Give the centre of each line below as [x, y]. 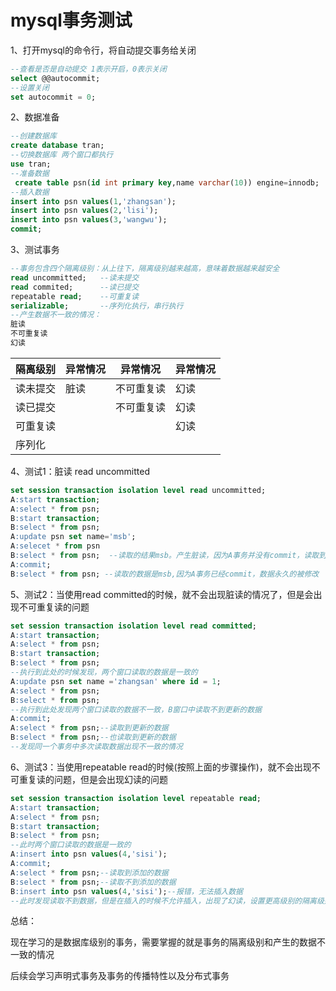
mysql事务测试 [71, 20]
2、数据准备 [35, 117]
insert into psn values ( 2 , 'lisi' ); [84, 211]
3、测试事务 [35, 250]
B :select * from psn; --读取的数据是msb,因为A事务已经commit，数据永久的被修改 [165, 574]
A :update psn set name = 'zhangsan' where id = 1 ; [116, 681]
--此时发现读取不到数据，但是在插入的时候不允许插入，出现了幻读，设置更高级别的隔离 [163, 901]
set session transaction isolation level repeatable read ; [136, 798]
